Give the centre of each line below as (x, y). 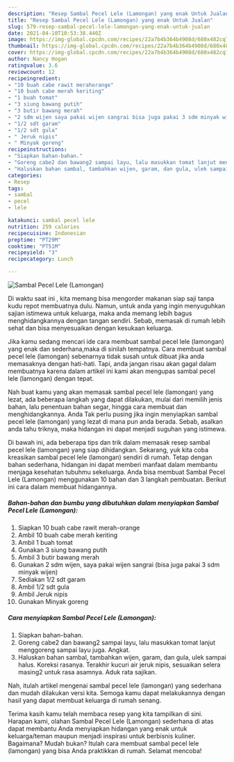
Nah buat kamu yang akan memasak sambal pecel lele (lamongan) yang (111, 392)
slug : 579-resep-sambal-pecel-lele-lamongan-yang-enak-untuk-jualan (109, 26)
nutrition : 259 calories (44, 227)
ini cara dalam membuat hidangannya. (62, 487)
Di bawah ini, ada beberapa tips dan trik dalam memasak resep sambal (109, 442)
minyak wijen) (38, 572)
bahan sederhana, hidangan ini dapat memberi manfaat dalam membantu (113, 465)
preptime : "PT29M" (34, 240)
